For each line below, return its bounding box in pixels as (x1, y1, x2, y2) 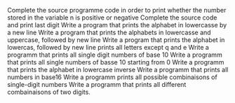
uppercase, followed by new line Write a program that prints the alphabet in (7, 36, 225, 44)
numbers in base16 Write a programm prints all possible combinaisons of (7, 73, 217, 81)
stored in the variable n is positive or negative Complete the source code (7, 13, 217, 22)
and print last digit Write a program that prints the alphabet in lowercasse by (7, 21, 227, 29)
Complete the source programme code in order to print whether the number (7, 6, 227, 14)
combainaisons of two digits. (7, 88, 91, 96)
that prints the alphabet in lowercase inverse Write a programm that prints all (7, 66, 229, 74)
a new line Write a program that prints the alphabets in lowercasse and (7, 28, 212, 36)
